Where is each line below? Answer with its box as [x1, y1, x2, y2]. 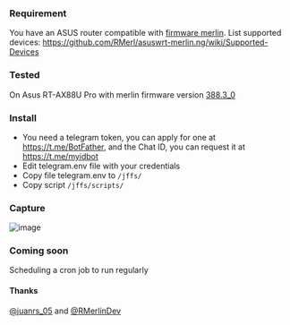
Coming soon [9, 244, 69, 257]
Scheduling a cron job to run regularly [9, 265, 149, 276]
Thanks [9, 286, 38, 296]
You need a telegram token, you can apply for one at [21, 132, 217, 142]
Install [9, 111, 38, 124]
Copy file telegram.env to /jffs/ [21, 169, 142, 181]
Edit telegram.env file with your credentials [21, 160, 181, 171]
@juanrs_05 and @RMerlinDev [9, 305, 122, 316]
